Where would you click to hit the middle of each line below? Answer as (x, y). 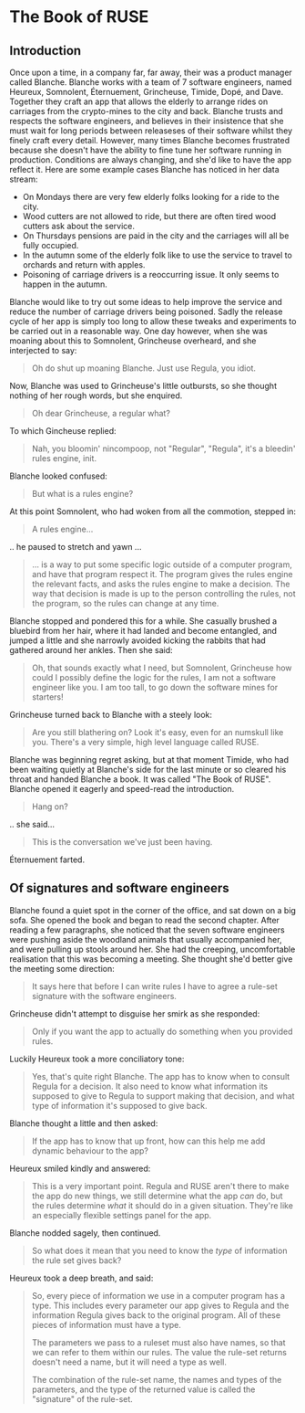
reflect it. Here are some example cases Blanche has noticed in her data (144, 169)
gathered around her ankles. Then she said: (91, 650)
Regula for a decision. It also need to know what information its (150, 1086)
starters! (47, 697)
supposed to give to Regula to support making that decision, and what (163, 1096)
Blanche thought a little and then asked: (84, 1123)
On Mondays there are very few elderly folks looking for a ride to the (151, 197)
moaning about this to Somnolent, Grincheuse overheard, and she (133, 341)
